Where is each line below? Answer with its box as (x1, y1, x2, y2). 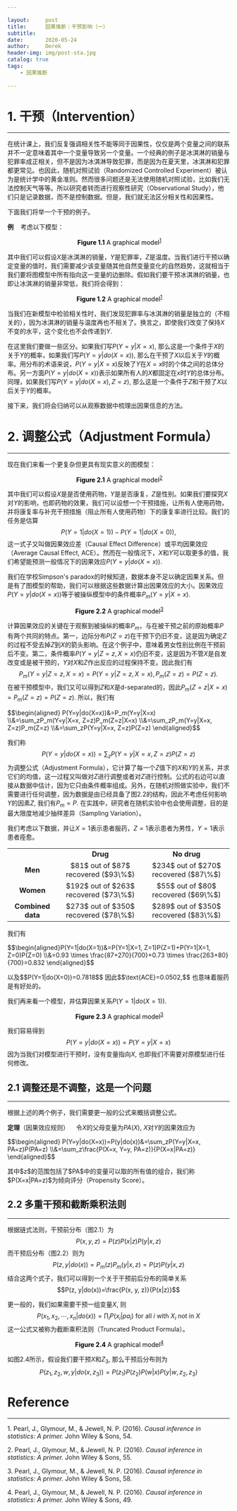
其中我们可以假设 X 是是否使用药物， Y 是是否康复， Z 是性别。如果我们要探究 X (7, 490, 228, 499)
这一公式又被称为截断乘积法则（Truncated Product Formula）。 (7, 1325, 189, 1333)
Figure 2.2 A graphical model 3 (75, 606, 164, 615)
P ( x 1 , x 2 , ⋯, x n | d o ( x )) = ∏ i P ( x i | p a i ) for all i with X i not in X (36, 1312, 201, 1321)
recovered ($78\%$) (66, 910, 135, 920)
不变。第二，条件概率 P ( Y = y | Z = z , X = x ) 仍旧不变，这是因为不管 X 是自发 (13, 649, 227, 658)
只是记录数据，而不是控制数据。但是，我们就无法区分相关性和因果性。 (13, 192, 217, 202)
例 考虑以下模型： (7, 223, 64, 231)
